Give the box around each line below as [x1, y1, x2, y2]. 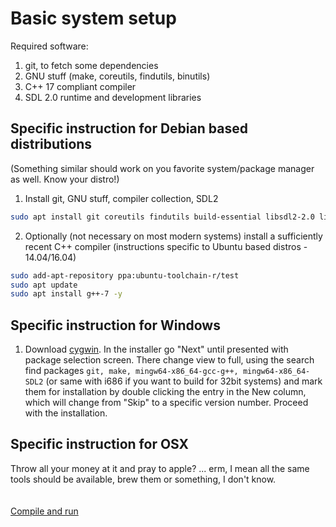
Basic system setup [10, 7, 177, 30]
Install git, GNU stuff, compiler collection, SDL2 [24, 192, 219, 204]
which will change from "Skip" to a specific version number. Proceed [24, 397, 309, 409]
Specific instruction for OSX [10, 436, 190, 453]
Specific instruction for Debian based [10, 120, 248, 137]
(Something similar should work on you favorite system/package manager [10, 162, 315, 174]
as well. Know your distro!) [10, 173, 120, 185]
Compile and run [10, 505, 79, 517]
